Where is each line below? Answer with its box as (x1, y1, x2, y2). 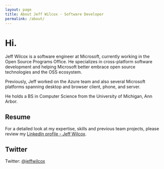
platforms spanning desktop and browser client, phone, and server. (5, 84, 141, 90)
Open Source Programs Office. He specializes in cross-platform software (5, 59, 153, 65)
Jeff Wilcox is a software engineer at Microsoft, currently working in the (5, 53, 150, 59)
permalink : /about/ (5, 16, 45, 21)
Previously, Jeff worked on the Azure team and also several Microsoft (5, 79, 145, 85)
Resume (5, 113, 31, 121)
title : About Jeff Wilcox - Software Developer (5, 12, 104, 17)
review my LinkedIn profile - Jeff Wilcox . (5, 131, 87, 137)
